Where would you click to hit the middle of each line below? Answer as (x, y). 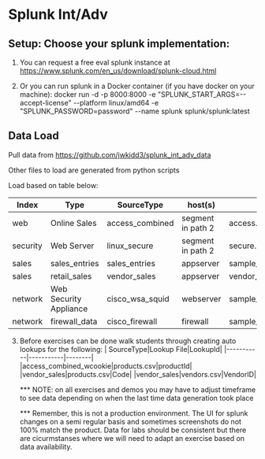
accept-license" (46, 103)
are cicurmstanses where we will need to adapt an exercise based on (132, 438)
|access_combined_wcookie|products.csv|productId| (106, 366)
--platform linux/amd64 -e (116, 103)
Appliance (69, 309)
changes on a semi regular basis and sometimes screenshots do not (131, 421)
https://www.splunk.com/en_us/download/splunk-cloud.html (118, 71)
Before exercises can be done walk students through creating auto (128, 341)
